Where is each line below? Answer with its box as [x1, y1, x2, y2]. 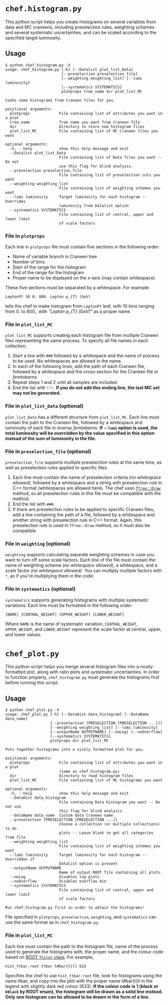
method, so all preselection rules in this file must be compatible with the [12, 490, 161, 496]
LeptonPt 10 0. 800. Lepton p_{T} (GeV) [5, 294, 91, 300]
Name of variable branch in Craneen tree [12, 254, 97, 260]
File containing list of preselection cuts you [59, 172, 160, 177]
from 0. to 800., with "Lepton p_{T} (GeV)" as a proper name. [5, 308, 131, 315]
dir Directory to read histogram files [10, 774, 134, 779]
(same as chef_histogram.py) [59, 769, 120, 774]
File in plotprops [5, 232, 45, 239]
